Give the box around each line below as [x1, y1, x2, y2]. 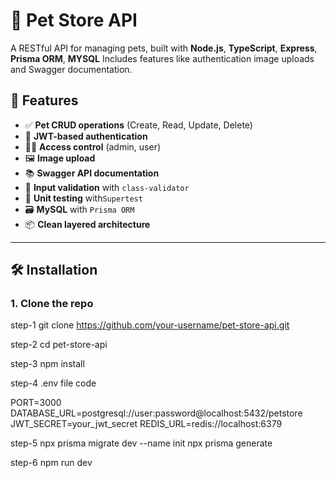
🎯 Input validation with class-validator [24, 181, 190, 193]
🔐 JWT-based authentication [24, 130, 148, 142]
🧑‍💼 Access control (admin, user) [24, 140, 162, 153]
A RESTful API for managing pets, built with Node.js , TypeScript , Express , [10, 42, 318, 54]
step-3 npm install [10, 358, 85, 370]
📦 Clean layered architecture [24, 218, 151, 230]
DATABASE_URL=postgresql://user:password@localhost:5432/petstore [10, 407, 303, 419]
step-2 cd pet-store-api [10, 339, 108, 351]
